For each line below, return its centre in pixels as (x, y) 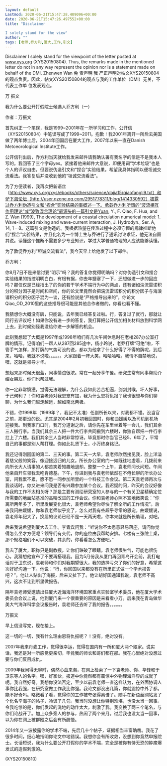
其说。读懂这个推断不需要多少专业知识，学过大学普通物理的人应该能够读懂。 (83, 240)
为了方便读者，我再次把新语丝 (36, 186)
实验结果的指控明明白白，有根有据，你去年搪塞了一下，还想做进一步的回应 (81, 278)
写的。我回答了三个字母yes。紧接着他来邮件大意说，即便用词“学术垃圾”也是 (83, 163)
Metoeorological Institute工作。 (37, 146)
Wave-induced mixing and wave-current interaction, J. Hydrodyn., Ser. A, (80, 222)
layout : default (22, 10)
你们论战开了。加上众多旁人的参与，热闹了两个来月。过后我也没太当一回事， (83, 713)
